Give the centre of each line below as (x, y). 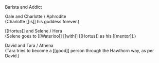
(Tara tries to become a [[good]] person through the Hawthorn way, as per (79, 51)
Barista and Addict (24, 7)
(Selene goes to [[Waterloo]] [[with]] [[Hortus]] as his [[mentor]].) (71, 36)
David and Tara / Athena (29, 45)
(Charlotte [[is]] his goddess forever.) (42, 22)
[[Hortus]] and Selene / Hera (34, 31)
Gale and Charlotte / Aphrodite (36, 16)
